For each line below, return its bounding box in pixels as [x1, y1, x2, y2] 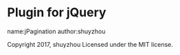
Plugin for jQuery [7, 5, 106, 20]
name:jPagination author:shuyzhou [7, 27, 106, 35]
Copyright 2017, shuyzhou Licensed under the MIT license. [7, 40, 174, 48]
